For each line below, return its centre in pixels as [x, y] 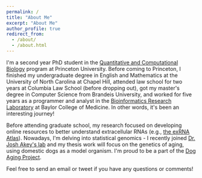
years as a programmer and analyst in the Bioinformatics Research [89, 100]
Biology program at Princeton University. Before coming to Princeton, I [93, 69]
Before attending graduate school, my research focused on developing [94, 125]
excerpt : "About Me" [32, 23]
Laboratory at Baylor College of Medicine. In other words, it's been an [93, 107]
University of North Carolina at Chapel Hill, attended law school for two [94, 81]
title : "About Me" [29, 17]
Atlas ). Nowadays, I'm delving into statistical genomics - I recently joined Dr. [101, 138]
